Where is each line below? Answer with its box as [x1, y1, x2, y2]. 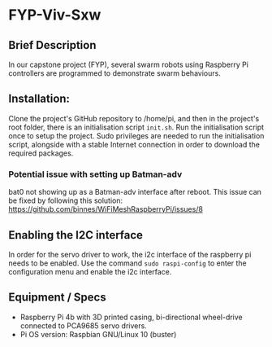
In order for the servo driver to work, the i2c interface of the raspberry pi [8, 249, 252, 259]
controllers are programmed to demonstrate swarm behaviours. [8, 68, 221, 78]
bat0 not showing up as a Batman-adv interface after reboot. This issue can [8, 187, 262, 197]
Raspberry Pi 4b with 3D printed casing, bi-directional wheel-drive [19, 312, 244, 322]
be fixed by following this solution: [8, 195, 123, 205]
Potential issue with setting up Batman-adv [8, 169, 183, 180]
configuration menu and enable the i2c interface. [8, 266, 172, 276]
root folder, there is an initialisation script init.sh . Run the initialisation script [8, 122, 265, 132]
